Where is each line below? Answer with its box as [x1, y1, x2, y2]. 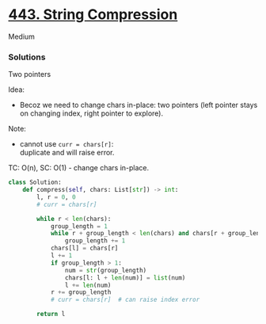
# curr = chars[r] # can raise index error [50, 295, 200, 304]
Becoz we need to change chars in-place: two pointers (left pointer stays [19, 101, 258, 110]
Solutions [8, 51, 46, 63]
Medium [8, 32, 36, 41]
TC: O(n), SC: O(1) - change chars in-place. [8, 163, 150, 173]
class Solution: [8, 178, 62, 187]
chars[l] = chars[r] [50, 244, 119, 253]
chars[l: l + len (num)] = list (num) [64, 273, 186, 282]
